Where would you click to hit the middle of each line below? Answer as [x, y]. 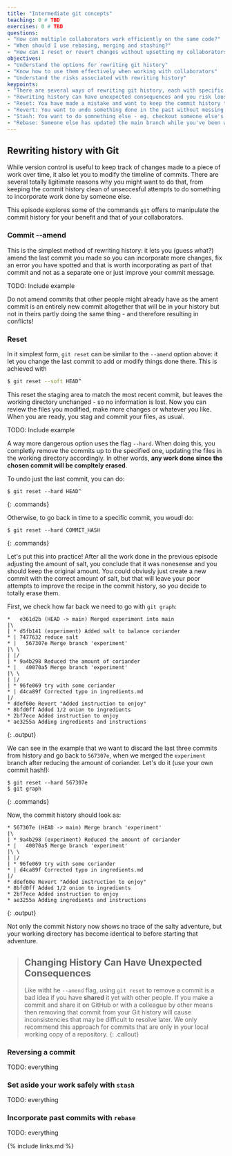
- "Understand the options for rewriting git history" [88, 65]
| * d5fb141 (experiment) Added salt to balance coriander [94, 631]
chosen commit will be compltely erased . [67, 465]
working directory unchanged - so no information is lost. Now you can [107, 402]
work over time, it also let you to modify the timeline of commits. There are [113, 175]
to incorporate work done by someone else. [69, 197]
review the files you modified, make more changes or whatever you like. [109, 409]
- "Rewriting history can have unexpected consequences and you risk [109, 97]
